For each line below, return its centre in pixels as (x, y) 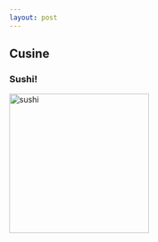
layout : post (33, 17)
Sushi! (24, 79)
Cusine (29, 54)
